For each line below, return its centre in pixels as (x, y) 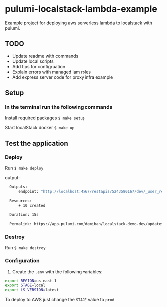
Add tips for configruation (39, 66)
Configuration (22, 261)
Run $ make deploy (24, 168)
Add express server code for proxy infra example (63, 77)
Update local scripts (33, 61)
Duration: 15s (24, 215)
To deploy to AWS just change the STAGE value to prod (60, 300)
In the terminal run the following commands (59, 107)
